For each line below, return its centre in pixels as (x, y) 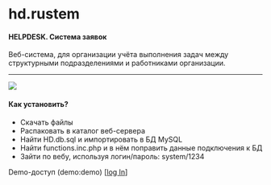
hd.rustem (44, 14)
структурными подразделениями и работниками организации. (117, 63)
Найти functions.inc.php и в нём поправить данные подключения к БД (141, 148)
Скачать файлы (47, 122)
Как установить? (38, 104)
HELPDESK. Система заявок (58, 36)
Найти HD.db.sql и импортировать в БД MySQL (101, 139)
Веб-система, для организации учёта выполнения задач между (119, 55)
